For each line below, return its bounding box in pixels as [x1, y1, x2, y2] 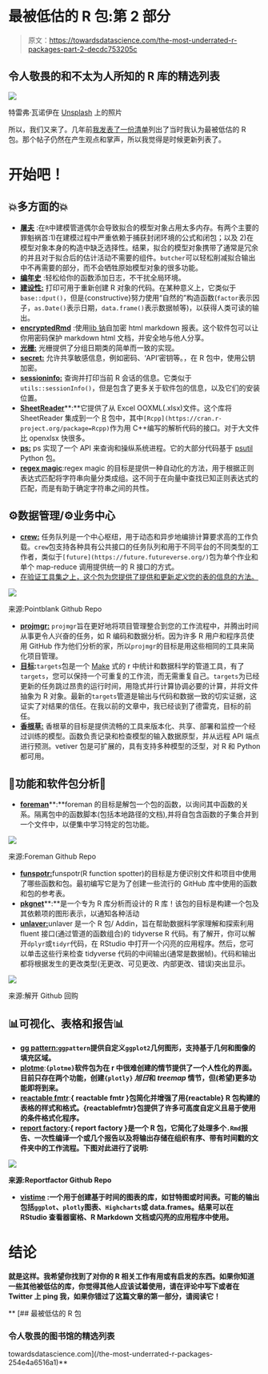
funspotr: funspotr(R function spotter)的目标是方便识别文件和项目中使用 [19, 869, 257, 879]
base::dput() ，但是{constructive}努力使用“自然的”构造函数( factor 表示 [19, 293, 253, 302]
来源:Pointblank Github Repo [8, 604, 102, 613]
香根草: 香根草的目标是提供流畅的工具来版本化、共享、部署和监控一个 [19, 721, 250, 730]
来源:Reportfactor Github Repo [8, 1175, 112, 1185]
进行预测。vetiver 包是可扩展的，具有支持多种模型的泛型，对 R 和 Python [19, 741, 261, 750]
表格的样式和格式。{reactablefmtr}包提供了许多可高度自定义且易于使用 [19, 1103, 256, 1113]
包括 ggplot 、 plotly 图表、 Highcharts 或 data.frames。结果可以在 [19, 1202, 234, 1212]
